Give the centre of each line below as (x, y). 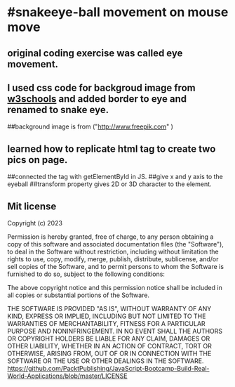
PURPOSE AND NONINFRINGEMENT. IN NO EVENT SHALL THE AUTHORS (115, 332)
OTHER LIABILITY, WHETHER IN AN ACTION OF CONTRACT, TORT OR (109, 346)
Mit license (32, 206)
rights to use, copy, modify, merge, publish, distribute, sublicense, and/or (113, 259)
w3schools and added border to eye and (97, 99)
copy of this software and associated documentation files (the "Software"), (116, 244)
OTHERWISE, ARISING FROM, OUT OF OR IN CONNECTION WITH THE (109, 354)
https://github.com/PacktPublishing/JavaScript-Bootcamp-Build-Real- (108, 369)
